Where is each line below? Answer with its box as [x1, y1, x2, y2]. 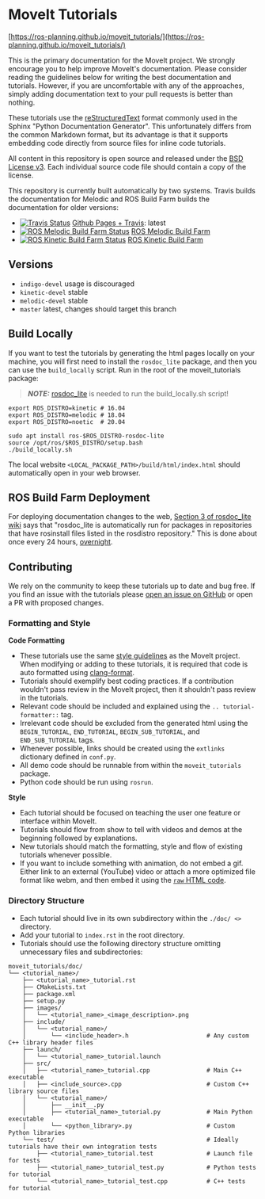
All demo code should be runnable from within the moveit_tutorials [19, 761, 242, 770]
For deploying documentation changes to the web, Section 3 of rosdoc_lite [8, 512, 252, 521]
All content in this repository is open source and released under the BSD [8, 153, 244, 163]
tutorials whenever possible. [19, 850, 112, 860]
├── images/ [22, 1004, 62, 1012]
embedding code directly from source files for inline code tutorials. [8, 138, 226, 147]
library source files [8, 1087, 80, 1095]
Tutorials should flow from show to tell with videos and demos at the [19, 825, 243, 834]
